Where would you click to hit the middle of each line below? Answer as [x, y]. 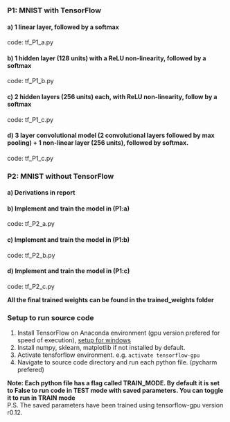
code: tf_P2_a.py [31, 224]
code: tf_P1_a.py [30, 42]
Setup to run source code [51, 317]
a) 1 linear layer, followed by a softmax [63, 27]
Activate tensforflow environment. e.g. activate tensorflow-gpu [108, 355]
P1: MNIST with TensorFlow [54, 10]
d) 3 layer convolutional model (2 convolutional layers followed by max [111, 135]
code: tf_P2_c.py [31, 286]
